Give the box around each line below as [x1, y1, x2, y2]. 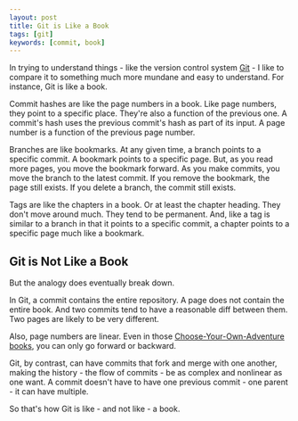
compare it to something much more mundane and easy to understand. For [9, 72, 285, 83]
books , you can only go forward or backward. [9, 341, 176, 351]
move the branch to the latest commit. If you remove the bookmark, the [9, 173, 270, 184]
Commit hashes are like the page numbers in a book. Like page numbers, [9, 99, 278, 110]
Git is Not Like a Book [9, 253, 129, 268]
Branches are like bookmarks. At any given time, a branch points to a [9, 144, 262, 155]
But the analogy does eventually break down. [9, 277, 175, 288]
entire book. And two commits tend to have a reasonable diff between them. [9, 304, 288, 315]
